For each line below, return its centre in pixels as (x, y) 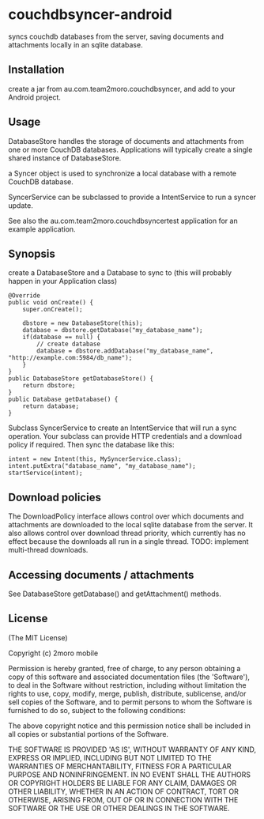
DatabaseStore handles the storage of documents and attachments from (126, 141)
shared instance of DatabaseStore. (65, 158)
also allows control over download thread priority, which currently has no (127, 533)
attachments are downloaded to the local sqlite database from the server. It (130, 525)
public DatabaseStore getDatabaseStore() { (81, 379)
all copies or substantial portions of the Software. (88, 734)
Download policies (55, 497)
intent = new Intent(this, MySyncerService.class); (95, 459)
